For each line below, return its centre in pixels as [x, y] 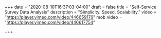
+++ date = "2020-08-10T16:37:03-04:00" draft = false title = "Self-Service [80, 7]
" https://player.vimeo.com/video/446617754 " [50, 22]
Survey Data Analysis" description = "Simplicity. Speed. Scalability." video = [80, 12]
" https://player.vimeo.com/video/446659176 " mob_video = [63, 17]
